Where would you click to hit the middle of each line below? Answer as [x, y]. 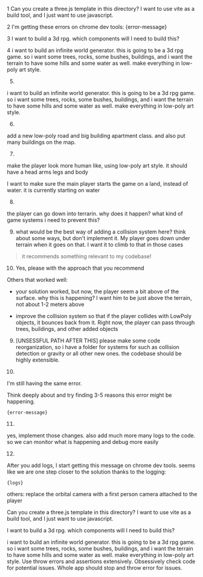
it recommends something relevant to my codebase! [86, 256]
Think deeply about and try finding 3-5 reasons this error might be [89, 395]
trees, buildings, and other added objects [67, 329]
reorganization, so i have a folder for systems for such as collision [98, 347]
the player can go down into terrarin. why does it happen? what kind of [95, 214]
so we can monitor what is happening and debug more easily [83, 442]
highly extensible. [37, 360]
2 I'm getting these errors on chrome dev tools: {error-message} [87, 27]
